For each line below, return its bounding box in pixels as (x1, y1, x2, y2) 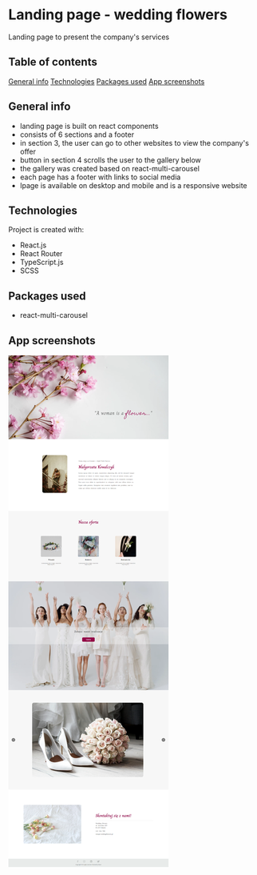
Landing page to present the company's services (8, 32, 170, 42)
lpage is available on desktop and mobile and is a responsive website (19, 180, 247, 190)
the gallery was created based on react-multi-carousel (19, 163, 200, 173)
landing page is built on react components (19, 121, 159, 130)
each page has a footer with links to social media (19, 172, 181, 182)
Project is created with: (8, 225, 85, 235)
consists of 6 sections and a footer (19, 130, 134, 139)
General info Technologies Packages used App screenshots (8, 76, 205, 86)
